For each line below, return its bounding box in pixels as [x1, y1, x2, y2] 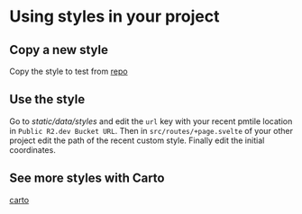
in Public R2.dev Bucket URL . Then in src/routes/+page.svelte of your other [9, 125, 293, 136]
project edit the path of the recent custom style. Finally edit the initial [9, 135, 265, 146]
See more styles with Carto [9, 171, 165, 186]
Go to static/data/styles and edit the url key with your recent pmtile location [9, 115, 293, 127]
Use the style [9, 92, 86, 107]
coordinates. [9, 144, 56, 155]
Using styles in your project [9, 6, 220, 27]
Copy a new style [9, 42, 108, 58]
